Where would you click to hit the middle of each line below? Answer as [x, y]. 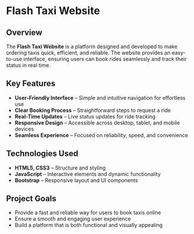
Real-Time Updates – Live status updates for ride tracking [85, 116]
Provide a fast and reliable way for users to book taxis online [88, 213]
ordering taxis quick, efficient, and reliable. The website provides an [88, 53]
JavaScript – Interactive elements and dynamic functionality [88, 174]
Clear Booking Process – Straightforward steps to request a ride [93, 110]
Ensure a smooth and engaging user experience [73, 219]
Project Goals [31, 199]
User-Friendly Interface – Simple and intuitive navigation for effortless [100, 97]
